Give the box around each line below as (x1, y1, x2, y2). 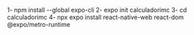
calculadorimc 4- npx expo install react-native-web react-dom (7, 13, 184, 21)
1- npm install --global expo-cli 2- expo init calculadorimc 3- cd (7, 6, 187, 14)
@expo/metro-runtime (7, 21, 71, 28)
